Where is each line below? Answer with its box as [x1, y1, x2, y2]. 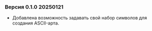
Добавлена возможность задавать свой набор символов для [12, 15, 147, 21]
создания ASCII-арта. [12, 20, 59, 26]
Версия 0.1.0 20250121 [5, 3, 63, 10]
